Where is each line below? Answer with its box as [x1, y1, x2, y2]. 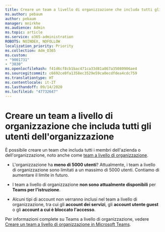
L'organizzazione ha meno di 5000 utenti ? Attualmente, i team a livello [12, 162, 156, 168]
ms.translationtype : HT [5, 75, 54, 80]
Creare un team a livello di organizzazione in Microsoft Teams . [5, 221, 131, 228]
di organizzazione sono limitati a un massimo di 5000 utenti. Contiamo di [12, 167, 160, 173]
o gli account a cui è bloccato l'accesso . [12, 207, 96, 213]
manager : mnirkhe [5, 21, 41, 26]
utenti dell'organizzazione [5, 131, 114, 142]
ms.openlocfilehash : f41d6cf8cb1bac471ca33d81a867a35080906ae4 [5, 67, 137, 71]
